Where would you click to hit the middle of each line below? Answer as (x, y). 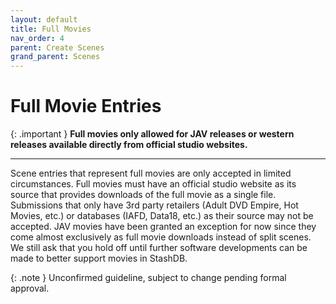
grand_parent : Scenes (55, 57)
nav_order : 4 (37, 38)
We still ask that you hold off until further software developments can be (159, 248)
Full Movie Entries (86, 106)
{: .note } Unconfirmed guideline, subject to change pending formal (148, 278)
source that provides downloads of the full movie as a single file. (143, 195)
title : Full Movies (51, 29)
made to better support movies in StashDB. (99, 258)
